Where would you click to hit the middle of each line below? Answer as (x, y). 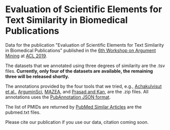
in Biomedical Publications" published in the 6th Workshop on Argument (81, 50)
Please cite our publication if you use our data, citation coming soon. (77, 122)
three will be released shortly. (37, 76)
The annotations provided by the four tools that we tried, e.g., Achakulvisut (83, 86)
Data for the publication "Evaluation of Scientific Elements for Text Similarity (84, 45)
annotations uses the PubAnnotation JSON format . (58, 97)
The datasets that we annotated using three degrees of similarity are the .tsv (85, 66)
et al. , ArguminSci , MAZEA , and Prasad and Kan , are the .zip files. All (77, 91)
